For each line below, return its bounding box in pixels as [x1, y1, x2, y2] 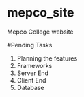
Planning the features [16, 54, 78, 63]
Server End [16, 69, 49, 77]
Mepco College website [7, 28, 74, 36]
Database [16, 83, 44, 91]
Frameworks [16, 61, 53, 69]
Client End [16, 76, 46, 84]
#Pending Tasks [7, 41, 53, 49]
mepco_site [7, 5, 74, 21]
